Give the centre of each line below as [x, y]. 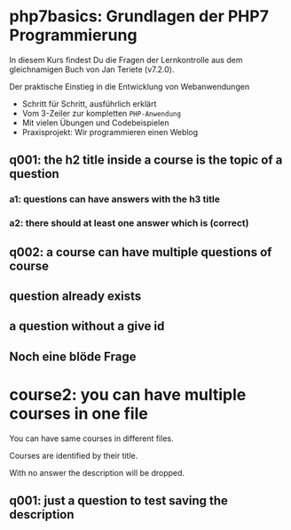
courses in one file [79, 413]
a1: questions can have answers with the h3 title [114, 199]
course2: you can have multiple [128, 394]
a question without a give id [87, 326]
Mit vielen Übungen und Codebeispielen [95, 123]
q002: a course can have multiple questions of [141, 252]
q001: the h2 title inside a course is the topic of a [146, 161]
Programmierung [73, 35]
